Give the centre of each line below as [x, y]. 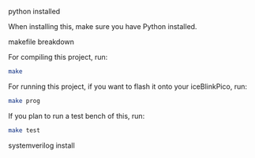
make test [24, 130]
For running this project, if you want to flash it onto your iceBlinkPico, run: [127, 86]
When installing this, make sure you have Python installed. [103, 26]
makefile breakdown [41, 42]
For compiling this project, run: [58, 57]
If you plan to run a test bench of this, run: [77, 116]
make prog [24, 101]
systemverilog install [41, 145]
